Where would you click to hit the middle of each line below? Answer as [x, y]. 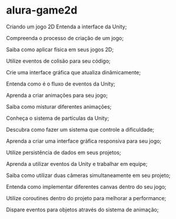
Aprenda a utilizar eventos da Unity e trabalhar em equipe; [77, 164]
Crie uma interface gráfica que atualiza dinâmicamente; [74, 72]
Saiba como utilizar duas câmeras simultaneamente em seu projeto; [88, 175]
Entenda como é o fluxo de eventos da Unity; [61, 84]
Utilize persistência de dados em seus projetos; [64, 152]
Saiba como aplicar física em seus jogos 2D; [60, 49]
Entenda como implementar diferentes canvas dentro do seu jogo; [86, 187]
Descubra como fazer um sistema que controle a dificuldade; [80, 129]
